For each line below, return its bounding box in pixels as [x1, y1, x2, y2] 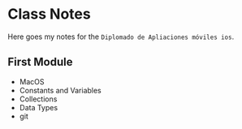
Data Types [19, 102, 58, 112]
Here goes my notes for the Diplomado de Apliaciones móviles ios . [7, 32, 235, 41]
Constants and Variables [19, 85, 102, 95]
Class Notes [7, 5, 91, 24]
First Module [7, 55, 73, 69]
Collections [19, 94, 58, 104]
